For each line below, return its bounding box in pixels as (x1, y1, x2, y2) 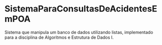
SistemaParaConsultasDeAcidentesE (4, 3, 158, 14)
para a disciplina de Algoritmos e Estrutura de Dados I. (4, 34, 114, 40)
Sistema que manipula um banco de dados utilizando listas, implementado (4, 29, 154, 35)
